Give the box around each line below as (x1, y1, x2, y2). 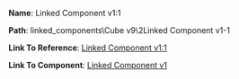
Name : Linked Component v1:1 (8, 8, 121, 18)
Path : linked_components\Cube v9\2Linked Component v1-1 (8, 25, 231, 35)
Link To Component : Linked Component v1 (8, 60, 168, 70)
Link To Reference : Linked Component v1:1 (8, 42, 167, 53)
